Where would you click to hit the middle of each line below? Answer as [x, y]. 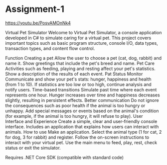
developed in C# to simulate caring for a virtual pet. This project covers [78, 38]
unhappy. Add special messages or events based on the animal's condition [82, 111]
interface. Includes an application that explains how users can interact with [82, 126]
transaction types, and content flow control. [50, 48]
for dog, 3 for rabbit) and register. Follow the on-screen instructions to [77, 137]
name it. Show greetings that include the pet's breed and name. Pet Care [80, 63]
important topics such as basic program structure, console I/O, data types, [82, 43]
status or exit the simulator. [33, 148]
